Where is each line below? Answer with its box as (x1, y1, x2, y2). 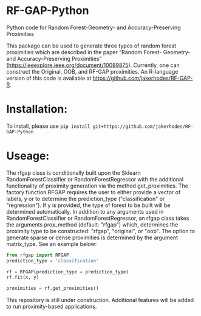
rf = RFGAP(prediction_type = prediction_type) (6, 269, 129, 275)
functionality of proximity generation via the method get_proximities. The (6, 182, 188, 189)
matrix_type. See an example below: (6, 240, 97, 247)
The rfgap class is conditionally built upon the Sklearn (6, 169, 141, 177)
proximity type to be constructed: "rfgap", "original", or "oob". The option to (6, 227, 196, 234)
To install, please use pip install (6, 122, 90, 130)
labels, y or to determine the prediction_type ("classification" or (6, 195, 165, 202)
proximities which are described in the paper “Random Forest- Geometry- (6, 48, 191, 55)
